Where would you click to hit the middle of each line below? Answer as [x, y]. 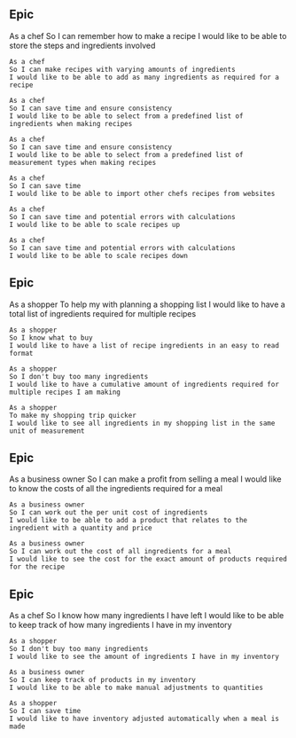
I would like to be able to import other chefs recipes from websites [142, 193]
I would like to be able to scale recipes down [99, 255]
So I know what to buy [51, 338]
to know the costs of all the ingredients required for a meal [116, 489]
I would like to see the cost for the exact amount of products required [148, 559]
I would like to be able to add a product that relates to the [129, 521]
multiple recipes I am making [65, 392]
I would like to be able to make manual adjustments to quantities [136, 688]
